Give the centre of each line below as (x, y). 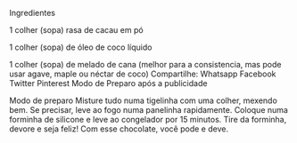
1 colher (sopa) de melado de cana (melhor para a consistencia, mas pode (145, 64)
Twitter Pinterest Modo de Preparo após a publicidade (108, 83)
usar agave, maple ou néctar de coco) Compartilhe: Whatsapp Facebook (143, 74)
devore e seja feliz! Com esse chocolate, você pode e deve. (119, 129)
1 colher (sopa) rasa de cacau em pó (77, 30)
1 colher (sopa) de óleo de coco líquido (81, 47)
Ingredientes (33, 13)
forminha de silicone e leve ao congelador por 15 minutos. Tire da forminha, (148, 119)
